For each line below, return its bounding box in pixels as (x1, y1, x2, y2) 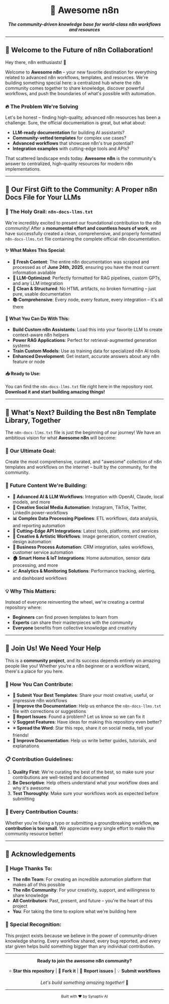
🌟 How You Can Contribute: (5, 681, 73, 688)
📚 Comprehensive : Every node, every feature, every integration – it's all (12, 297, 163, 303)
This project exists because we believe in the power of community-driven (5, 933, 157, 939)
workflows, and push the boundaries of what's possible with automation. (5, 90, 156, 96)
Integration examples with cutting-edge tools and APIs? (12, 146, 130, 152)
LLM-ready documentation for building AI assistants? (12, 129, 125, 135)
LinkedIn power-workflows (12, 510, 68, 516)
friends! (12, 732, 29, 738)
